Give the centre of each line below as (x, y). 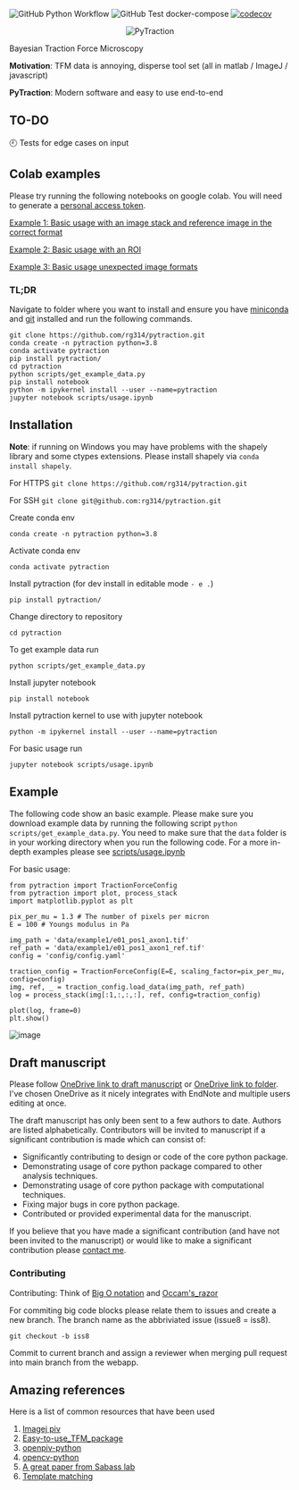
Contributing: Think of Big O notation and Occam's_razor (114, 1292)
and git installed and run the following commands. (101, 318)
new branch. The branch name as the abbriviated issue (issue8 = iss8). (140, 1319)
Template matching (58, 1477)
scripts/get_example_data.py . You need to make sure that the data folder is (148, 832)
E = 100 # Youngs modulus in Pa (69, 924)
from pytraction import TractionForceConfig (93, 885)
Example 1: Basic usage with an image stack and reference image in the (141, 223)
